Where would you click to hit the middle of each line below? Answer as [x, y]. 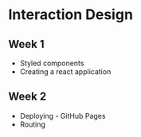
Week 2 [27, 97]
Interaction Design [71, 15]
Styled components [52, 63]
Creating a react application [65, 72]
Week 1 [26, 44]
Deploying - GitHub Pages [63, 115]
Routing [33, 124]
